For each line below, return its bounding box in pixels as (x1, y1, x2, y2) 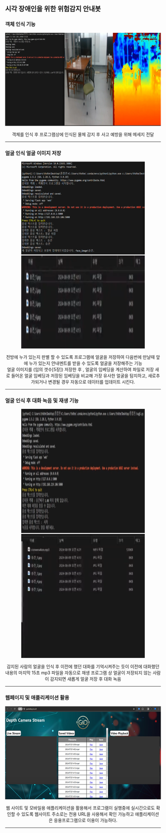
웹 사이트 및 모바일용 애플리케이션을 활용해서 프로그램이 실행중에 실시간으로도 (5, 805, 155, 811)
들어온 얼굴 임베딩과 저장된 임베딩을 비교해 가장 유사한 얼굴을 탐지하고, (11, 373, 147, 379)
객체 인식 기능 (5, 21, 36, 28)
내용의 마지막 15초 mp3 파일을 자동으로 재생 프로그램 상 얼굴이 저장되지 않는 (5, 670, 152, 676)
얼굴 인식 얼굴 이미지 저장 (5, 149, 62, 156)
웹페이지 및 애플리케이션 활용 (5, 694, 70, 701)
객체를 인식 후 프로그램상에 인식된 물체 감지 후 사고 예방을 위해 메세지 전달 (12, 131, 154, 137)
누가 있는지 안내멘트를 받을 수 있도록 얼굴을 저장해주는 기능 (29, 360, 142, 366)
